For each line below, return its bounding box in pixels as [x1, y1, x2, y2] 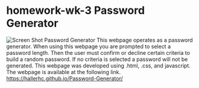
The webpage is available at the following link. [6, 68, 121, 75]
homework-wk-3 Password [6, 4, 145, 17]
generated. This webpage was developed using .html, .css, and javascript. [6, 61, 191, 69]
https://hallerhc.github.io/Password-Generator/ [6, 75, 124, 82]
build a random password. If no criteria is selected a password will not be [6, 55, 188, 63]
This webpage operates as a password [96, 36, 193, 43]
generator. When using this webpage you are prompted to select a [6, 43, 171, 50]
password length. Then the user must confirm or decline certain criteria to [6, 49, 190, 56]
